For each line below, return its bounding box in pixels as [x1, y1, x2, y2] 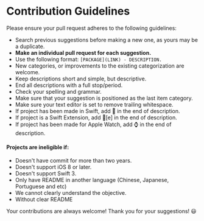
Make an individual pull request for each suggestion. [15, 49, 152, 56]
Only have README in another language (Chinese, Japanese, [15, 177, 169, 184]
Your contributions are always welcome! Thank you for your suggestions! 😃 [6, 208, 197, 215]
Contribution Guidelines [6, 4, 130, 18]
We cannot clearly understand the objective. [15, 189, 127, 197]
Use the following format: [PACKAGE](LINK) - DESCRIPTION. [15, 55, 163, 63]
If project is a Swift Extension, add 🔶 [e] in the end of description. [15, 114, 178, 121]
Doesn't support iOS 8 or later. [15, 163, 92, 171]
